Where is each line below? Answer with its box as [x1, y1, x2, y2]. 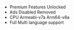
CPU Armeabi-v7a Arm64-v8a [9, 15, 70, 20]
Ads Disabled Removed [9, 9, 56, 15]
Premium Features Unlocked [9, 4, 66, 10]
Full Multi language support [9, 19, 64, 25]
